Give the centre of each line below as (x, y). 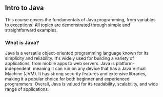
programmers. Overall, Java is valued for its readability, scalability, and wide (82, 84)
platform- (125, 64)
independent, (19, 69)
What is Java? (22, 42)
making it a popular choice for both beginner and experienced (67, 79)
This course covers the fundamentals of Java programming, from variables (80, 19)
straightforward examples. (31, 30)
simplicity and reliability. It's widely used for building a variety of (70, 58)
